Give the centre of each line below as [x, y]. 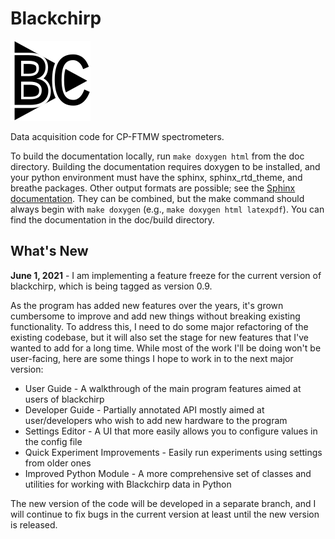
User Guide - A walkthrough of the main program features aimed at [163, 388]
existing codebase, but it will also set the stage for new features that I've [159, 337]
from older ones [58, 463]
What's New [49, 251]
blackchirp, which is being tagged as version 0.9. [111, 286]
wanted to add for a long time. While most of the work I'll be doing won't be [166, 348]
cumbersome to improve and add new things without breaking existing [155, 316]
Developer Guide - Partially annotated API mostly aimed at [144, 409]
